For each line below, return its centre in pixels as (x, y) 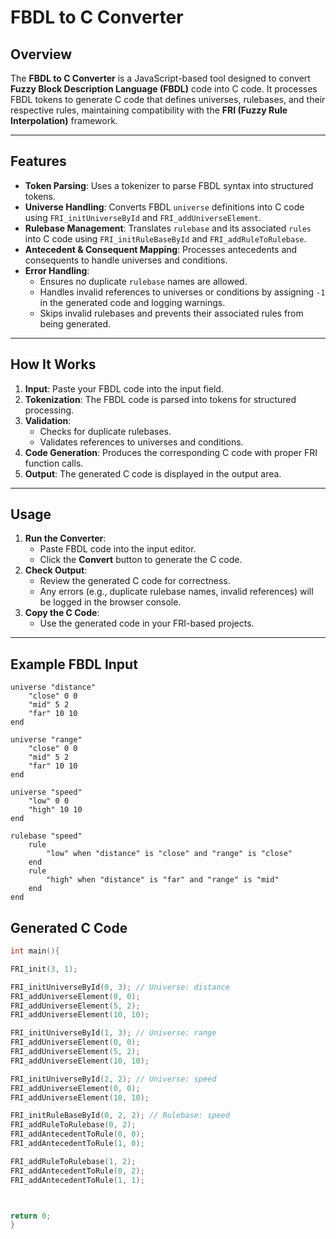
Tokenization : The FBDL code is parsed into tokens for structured (160, 399)
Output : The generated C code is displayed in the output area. (153, 473)
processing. (49, 410)
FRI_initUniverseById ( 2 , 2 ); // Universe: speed (113, 1079)
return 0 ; (31, 1216)
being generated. (75, 323)
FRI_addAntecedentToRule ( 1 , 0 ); (77, 1144)
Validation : (48, 420)
